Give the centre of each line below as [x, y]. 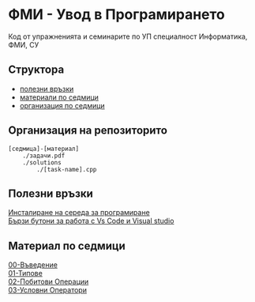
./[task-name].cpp [67, 169]
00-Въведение [33, 265]
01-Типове [26, 274]
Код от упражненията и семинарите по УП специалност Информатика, [128, 36]
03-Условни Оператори [47, 290]
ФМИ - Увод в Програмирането [116, 15]
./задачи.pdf [44, 156]
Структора [36, 70]
